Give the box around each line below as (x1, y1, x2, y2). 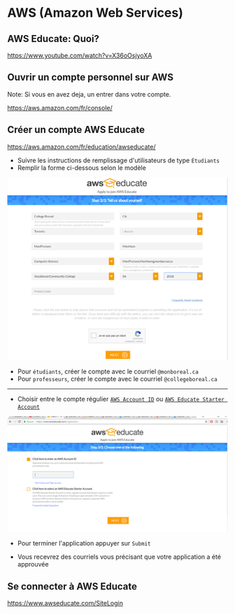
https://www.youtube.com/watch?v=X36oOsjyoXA (7, 51, 152, 59)
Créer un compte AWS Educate (7, 124, 145, 136)
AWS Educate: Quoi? (7, 33, 100, 45)
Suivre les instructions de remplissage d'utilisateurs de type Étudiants (17, 156, 220, 164)
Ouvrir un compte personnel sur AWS (7, 71, 173, 83)
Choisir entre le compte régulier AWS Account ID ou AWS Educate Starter (17, 395, 225, 404)
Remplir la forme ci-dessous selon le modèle (17, 163, 147, 172)
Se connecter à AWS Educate (7, 580, 138, 592)
